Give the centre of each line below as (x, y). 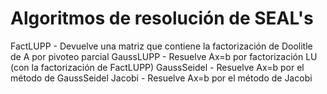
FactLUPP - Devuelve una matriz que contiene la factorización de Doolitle (161, 46)
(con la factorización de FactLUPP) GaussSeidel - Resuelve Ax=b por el (157, 67)
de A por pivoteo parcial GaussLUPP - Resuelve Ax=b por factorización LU (164, 56)
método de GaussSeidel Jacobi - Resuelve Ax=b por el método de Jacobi (161, 78)
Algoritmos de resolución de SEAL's (162, 18)
